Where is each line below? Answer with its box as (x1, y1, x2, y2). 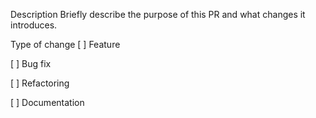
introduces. (10, 19, 58, 31)
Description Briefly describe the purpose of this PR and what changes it (10, 9, 306, 20)
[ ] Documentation (10, 97, 85, 108)
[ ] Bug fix (10, 58, 52, 69)
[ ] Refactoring (10, 77, 70, 89)
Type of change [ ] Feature (10, 39, 121, 50)
